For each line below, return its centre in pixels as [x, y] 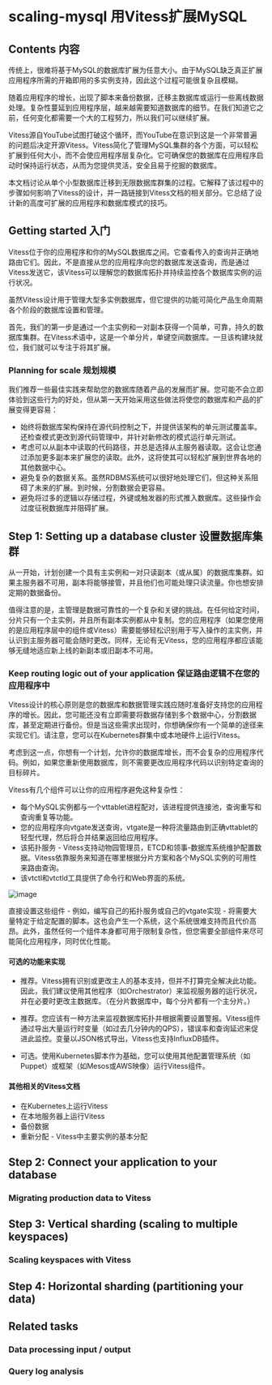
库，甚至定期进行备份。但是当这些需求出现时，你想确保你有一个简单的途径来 [136, 725]
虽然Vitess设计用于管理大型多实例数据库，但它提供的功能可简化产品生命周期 [136, 299]
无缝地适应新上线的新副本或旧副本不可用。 [86, 650]
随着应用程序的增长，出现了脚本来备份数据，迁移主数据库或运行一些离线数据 [136, 97]
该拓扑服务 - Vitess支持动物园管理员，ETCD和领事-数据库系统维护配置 [137, 847]
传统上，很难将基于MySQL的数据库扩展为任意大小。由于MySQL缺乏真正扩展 [136, 70]
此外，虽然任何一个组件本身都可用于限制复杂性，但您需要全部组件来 [136, 931]
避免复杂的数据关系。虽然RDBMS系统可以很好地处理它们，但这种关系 [136, 478]
